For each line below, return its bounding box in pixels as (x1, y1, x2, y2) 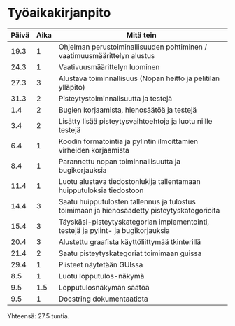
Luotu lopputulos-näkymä (58, 271, 145, 281)
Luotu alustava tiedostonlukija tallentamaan (58, 176, 201, 186)
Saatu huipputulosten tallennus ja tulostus (58, 197, 196, 206)
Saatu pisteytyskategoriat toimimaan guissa (58, 248, 202, 258)
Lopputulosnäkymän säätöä (58, 282, 150, 292)
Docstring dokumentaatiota (58, 294, 148, 304)
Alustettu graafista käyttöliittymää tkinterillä (58, 236, 201, 246)
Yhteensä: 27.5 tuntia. (7, 311, 70, 320)
